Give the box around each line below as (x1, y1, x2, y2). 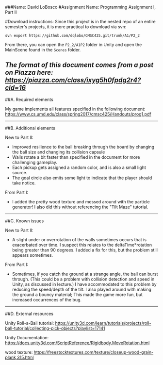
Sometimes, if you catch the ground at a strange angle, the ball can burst (12, 271, 158, 277)
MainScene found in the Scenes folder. (5, 47, 81, 52)
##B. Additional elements (5, 125, 56, 131)
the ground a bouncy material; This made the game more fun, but (12, 291, 143, 298)
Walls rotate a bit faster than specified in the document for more (12, 154, 140, 160)
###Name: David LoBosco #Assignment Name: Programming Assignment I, (5, 4, 156, 10)
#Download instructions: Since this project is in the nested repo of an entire (5, 19, 156, 24)
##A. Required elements (5, 97, 53, 102)
